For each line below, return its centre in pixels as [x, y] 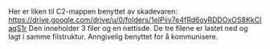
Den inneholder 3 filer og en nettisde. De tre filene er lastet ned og [138, 28]
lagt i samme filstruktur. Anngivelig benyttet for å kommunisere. [113, 36]
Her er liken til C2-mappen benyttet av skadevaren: [93, 11]
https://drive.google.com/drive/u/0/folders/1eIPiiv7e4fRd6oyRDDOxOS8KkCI [135, 20]
